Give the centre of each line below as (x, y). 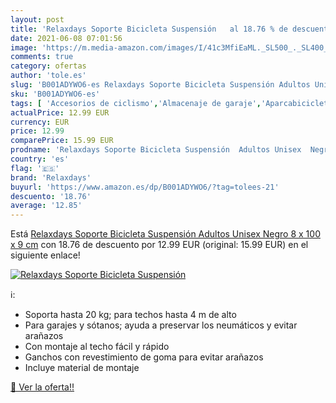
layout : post (37, 19)
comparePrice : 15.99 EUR (62, 141)
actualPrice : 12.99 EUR (60, 112)
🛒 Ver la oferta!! (42, 387)
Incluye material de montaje (82, 368)
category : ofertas (48, 66)
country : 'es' (40, 159)
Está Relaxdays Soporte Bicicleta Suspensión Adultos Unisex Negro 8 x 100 (165, 234)
